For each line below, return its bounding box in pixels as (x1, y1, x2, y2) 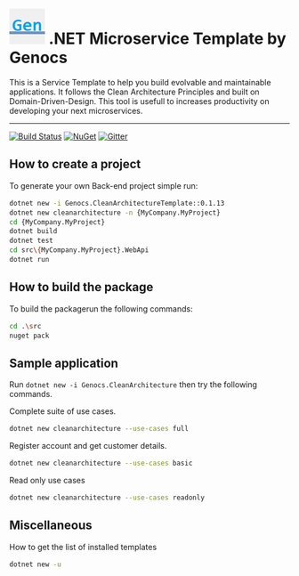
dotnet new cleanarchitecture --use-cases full (9, 425, 190, 434)
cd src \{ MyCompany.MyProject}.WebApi (9, 246, 149, 255)
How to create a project (9, 157, 141, 172)
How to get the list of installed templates (9, 541, 158, 552)
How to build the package (9, 280, 154, 295)
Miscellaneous (9, 518, 93, 533)
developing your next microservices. (9, 105, 143, 116)
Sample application (9, 355, 118, 370)
